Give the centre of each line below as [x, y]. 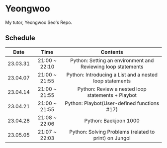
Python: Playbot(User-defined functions [112, 103]
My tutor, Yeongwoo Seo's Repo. [39, 22]
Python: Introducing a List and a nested [112, 74]
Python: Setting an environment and [112, 60]
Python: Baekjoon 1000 [112, 121]
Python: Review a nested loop [112, 89]
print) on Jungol [112, 138]
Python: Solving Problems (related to [112, 132]
